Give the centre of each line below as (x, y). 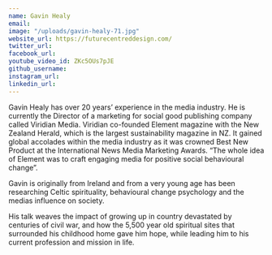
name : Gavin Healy (39, 16)
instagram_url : (34, 76)
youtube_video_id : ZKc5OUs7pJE (61, 62)
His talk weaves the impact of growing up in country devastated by (121, 216)
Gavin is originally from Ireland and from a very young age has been (122, 183)
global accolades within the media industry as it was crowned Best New (129, 141)
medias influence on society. (56, 201)
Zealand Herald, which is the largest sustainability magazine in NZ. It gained (135, 133)
